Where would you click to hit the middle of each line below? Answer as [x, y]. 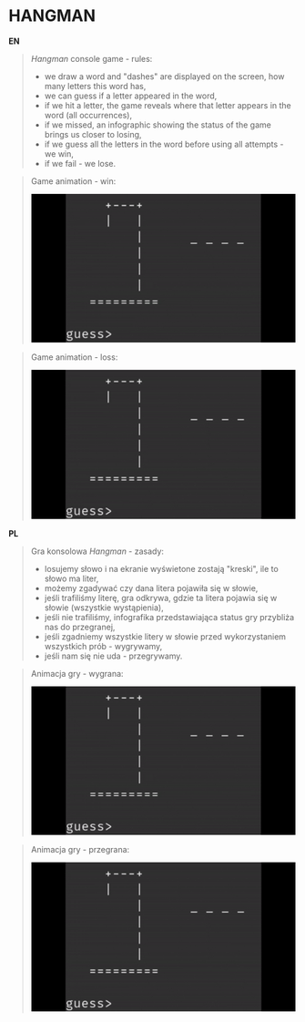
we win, [59, 153]
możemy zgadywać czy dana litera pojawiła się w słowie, [151, 588]
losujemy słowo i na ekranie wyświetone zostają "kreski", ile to [161, 568]
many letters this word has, [95, 86]
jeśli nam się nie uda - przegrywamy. [113, 656]
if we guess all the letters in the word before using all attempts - [164, 144]
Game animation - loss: [74, 357]
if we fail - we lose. [80, 163]
